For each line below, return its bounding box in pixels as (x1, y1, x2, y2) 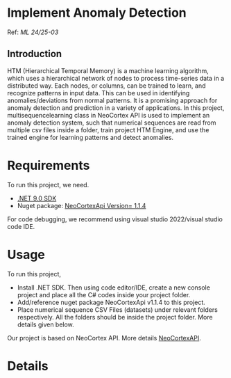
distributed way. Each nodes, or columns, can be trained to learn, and (7, 81, 206, 90)
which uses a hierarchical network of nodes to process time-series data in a (7, 74, 225, 82)
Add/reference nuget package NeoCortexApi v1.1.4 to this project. (17, 298, 206, 306)
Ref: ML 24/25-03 (7, 28, 59, 36)
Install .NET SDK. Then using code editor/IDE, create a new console (17, 283, 210, 292)
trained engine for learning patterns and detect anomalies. (7, 133, 174, 141)
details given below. (17, 320, 74, 329)
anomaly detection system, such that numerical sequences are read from (7, 118, 216, 127)
